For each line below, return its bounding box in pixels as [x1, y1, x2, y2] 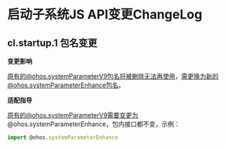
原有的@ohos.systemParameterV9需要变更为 [7, 111, 139, 119]
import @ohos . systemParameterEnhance [7, 134, 119, 141]
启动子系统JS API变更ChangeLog [7, 6, 203, 23]
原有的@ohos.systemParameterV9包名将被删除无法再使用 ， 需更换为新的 [7, 72, 219, 80]
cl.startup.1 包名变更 [7, 37, 97, 49]
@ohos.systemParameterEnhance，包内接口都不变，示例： [7, 120, 181, 128]
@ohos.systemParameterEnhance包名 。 [7, 81, 125, 89]
